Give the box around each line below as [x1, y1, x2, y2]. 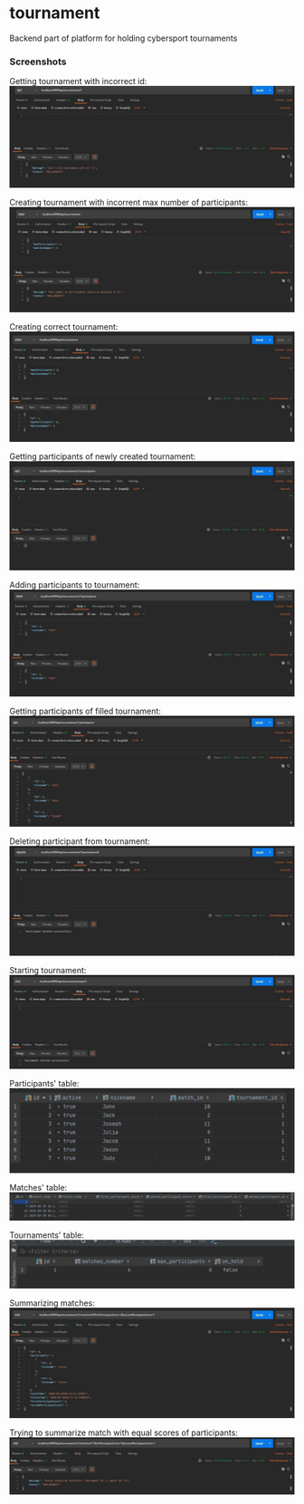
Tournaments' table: [9, 1230, 84, 1241]
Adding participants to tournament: [9, 580, 140, 590]
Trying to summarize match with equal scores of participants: [9, 1427, 238, 1438]
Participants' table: [9, 1078, 80, 1089]
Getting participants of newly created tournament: [9, 451, 196, 462]
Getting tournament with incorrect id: [9, 76, 147, 87]
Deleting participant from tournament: [9, 836, 151, 847]
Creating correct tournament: [9, 321, 119, 332]
